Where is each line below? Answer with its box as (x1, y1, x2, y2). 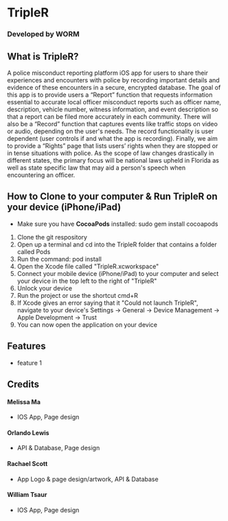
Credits (7, 378, 40, 390)
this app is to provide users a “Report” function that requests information (7, 91, 213, 99)
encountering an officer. (7, 170, 76, 179)
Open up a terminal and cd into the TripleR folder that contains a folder (16, 240, 218, 248)
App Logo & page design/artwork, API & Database (16, 475, 159, 483)
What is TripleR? (7, 50, 79, 62)
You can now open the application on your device (16, 321, 158, 329)
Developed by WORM (7, 30, 80, 39)
